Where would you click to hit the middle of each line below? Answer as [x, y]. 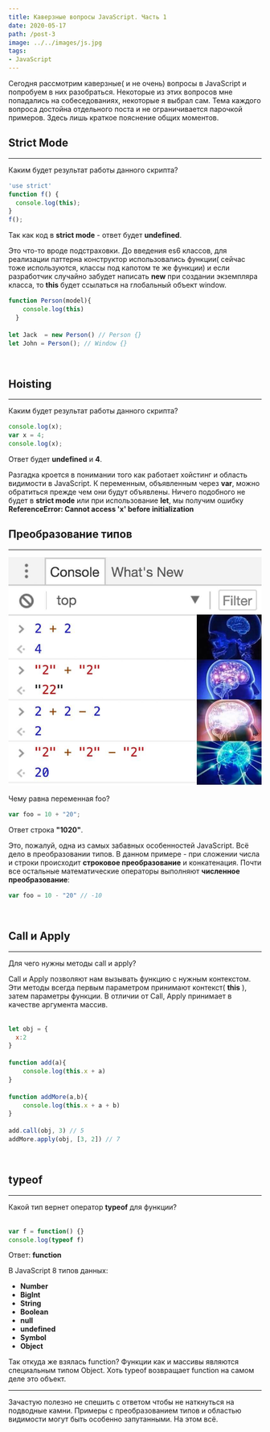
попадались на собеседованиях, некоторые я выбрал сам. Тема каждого [135, 100]
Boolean [34, 1312]
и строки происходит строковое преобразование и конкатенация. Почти [135, 863]
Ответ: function [35, 1255]
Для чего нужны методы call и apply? [72, 963]
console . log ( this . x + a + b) [72, 1105]
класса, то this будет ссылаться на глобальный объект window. [117, 285]
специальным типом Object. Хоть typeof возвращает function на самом [131, 1371]
